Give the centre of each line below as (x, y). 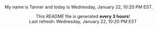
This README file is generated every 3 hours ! (83, 16)
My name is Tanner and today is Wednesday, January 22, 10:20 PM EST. (79, 7)
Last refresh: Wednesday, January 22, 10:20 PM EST (83, 22)
